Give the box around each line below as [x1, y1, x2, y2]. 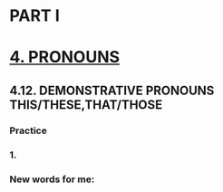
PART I [9, 5, 61, 26]
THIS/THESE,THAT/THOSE [9, 97, 163, 112]
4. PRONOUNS [9, 47, 121, 68]
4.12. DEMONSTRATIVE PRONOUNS [9, 82, 215, 98]
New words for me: [9, 173, 95, 186]
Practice [9, 124, 47, 137]
